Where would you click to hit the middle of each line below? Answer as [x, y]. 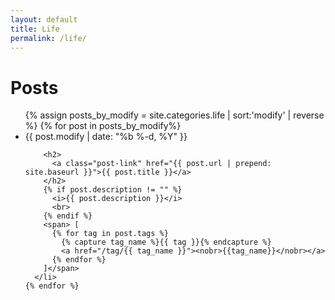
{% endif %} [68, 216]
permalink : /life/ [48, 38]
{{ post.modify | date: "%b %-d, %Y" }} [106, 137]
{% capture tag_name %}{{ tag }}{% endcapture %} [166, 242]
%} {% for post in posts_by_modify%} [103, 126]
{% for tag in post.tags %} [110, 234]
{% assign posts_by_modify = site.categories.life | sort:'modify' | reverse [174, 115]
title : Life [35, 29]
